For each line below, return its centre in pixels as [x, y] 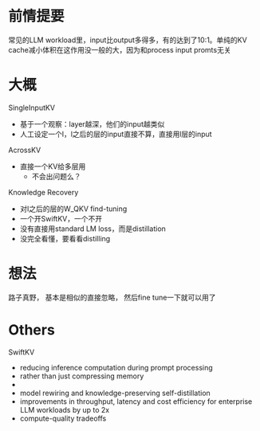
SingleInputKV [32, 108]
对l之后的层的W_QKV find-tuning [73, 209]
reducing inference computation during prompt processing [116, 367]
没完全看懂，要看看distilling [65, 238]
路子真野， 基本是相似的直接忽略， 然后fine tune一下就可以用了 [112, 297]
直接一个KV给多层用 [53, 166]
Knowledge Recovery [43, 192]
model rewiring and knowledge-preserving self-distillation [115, 393]
